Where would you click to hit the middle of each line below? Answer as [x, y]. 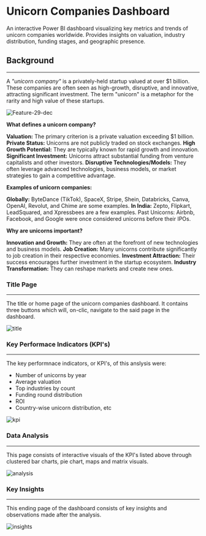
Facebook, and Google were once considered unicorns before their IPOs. [99, 218]
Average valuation [38, 382]
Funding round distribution [49, 395]
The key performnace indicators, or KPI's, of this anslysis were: [86, 364]
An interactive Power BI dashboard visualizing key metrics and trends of [97, 28]
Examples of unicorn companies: [49, 187]
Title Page [22, 285]
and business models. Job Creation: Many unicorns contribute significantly [102, 249]
